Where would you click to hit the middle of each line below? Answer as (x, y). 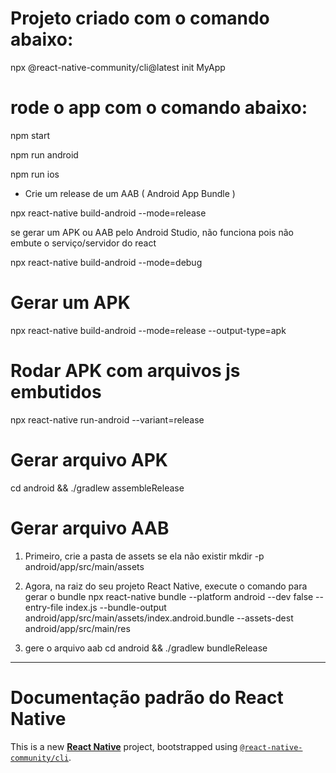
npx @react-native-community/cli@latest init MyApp (118, 67)
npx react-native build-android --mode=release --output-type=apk (148, 330)
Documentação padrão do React (147, 697)
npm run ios (35, 174)
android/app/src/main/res (77, 628)
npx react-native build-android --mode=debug (106, 262)
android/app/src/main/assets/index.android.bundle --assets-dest (159, 618)
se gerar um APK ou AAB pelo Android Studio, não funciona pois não (152, 232)
